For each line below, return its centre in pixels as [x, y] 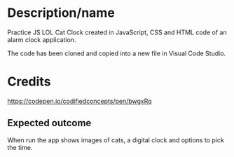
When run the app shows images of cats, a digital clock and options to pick [116, 140]
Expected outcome [49, 123]
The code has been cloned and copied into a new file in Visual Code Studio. [117, 53]
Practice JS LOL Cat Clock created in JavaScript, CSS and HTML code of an [117, 32]
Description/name [61, 13]
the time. [20, 147]
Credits [29, 82]
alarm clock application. [42, 39]
